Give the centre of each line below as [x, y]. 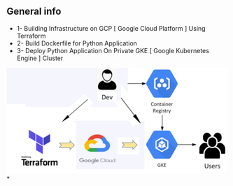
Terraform [31, 36]
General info [34, 12]
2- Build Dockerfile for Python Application [77, 43]
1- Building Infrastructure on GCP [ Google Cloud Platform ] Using [111, 28]
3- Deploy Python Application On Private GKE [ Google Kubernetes [113, 50]
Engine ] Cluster [40, 58]
